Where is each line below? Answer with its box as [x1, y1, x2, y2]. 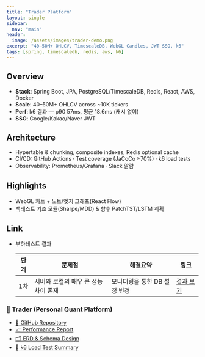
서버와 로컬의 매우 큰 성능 [34, 278, 103, 285]
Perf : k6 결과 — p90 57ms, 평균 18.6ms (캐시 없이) [15, 108, 139, 115]
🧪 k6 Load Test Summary [15, 344, 79, 351]
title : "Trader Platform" [6, 9, 72, 15]
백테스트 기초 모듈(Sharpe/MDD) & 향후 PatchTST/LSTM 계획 [15, 205, 164, 213]
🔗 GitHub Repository [15, 319, 67, 326]
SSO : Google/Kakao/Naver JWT [15, 114, 96, 122]
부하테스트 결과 [15, 240, 52, 248]
